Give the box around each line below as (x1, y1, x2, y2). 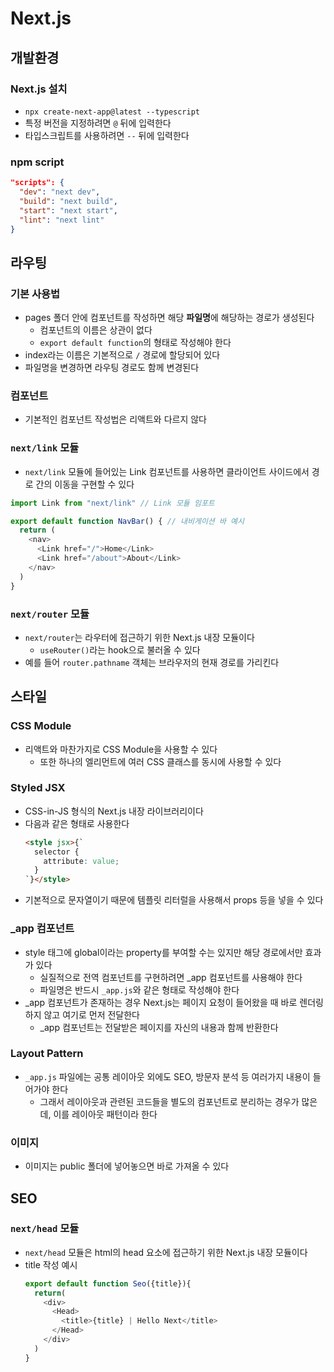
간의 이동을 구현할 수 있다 (35, 478, 135, 490)
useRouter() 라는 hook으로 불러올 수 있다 (39, 643, 201, 656)
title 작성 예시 (24, 1258, 78, 1271)
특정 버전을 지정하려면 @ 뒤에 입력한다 (24, 117, 172, 129)
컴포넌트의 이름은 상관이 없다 (39, 324, 153, 336)
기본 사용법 (10, 287, 61, 301)
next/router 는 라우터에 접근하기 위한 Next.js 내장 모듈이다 (24, 631, 255, 643)
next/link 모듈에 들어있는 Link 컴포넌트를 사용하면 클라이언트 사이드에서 (24, 465, 310, 477)
